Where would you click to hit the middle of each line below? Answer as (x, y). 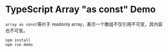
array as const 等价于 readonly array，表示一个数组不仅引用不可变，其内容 (84, 24)
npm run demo (19, 44)
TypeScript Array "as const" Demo (81, 9)
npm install (18, 40)
